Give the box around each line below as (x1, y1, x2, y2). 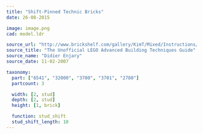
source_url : (6, 41, 36, 48)
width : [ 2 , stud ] (11, 91, 56, 97)
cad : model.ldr (6, 31, 45, 37)
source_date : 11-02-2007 (6, 58, 69, 64)
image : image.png (6, 25, 50, 31)
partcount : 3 (11, 81, 45, 87)
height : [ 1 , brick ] (11, 103, 61, 109)
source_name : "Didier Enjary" (6, 53, 83, 59)
